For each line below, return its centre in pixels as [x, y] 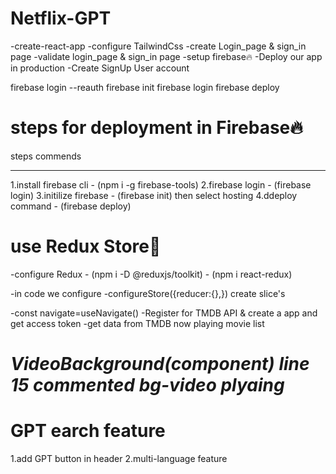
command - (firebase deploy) [71, 206]
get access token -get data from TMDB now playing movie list [137, 323]
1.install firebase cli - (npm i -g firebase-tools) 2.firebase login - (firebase [161, 184]
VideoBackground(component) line [160, 364]
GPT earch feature [88, 431]
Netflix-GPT [61, 18]
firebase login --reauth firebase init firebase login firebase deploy [145, 87]
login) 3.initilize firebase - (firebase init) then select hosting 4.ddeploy [154, 195]
